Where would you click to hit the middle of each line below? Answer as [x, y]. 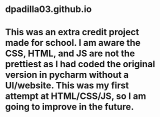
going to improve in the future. [69, 107]
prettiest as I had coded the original [80, 64]
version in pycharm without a [67, 75]
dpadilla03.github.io [48, 9]
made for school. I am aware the [73, 43]
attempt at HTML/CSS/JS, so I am [76, 96]
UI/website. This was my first [67, 86]
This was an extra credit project [72, 32]
